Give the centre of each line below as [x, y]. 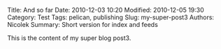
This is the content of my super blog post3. [69, 38]
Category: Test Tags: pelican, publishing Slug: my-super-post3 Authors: [111, 17]
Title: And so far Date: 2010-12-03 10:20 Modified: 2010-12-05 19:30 [106, 10]
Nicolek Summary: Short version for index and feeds [83, 24]
